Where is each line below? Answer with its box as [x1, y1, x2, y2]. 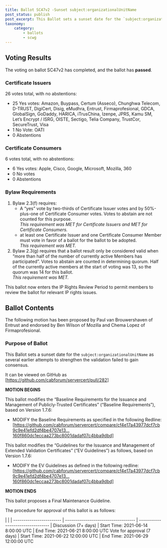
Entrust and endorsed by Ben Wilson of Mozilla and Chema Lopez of [5, 322, 145, 328]
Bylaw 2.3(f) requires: [12, 200, 57, 206]
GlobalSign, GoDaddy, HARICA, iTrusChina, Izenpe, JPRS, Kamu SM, [12, 111, 153, 117]
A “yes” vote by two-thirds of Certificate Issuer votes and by [19, 205, 144, 211]
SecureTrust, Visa [12, 121, 49, 127]
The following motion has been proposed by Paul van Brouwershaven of [5, 317, 153, 323]
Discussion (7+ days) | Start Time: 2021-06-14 [53, 522, 148, 528]
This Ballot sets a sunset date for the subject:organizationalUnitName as [5, 351, 154, 357]
